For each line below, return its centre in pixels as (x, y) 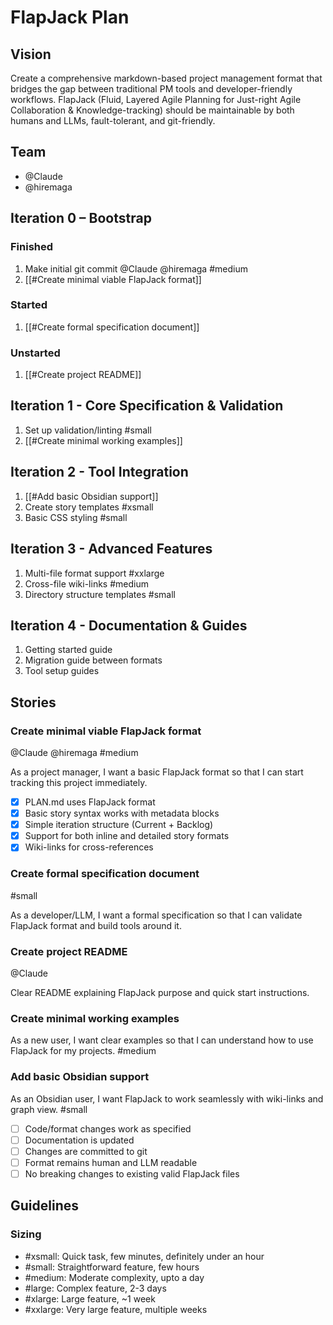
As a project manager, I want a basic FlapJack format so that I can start (157, 772)
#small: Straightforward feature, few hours (112, 1267)
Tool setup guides (62, 671)
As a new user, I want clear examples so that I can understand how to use (162, 1040)
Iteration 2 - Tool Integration (99, 472)
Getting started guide (68, 650)
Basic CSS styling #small (76, 517)
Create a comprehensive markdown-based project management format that (166, 78)
